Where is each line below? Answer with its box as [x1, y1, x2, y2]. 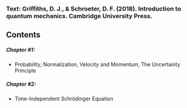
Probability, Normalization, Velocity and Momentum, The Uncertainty [14, 61, 181, 68]
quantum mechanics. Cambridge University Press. [6, 12, 153, 20]
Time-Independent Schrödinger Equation [14, 95, 114, 102]
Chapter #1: [6, 46, 35, 53]
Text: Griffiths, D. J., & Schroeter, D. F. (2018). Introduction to [6, 5, 181, 13]
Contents [6, 30, 41, 40]
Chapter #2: [6, 81, 36, 88]
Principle [14, 67, 36, 74]
